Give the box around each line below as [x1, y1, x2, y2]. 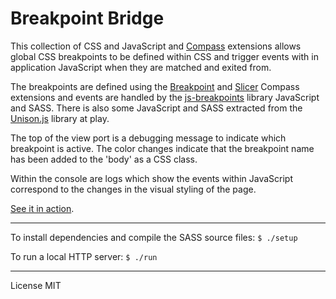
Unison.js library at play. [10, 112, 110, 124]
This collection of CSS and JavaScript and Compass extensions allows [10, 40, 302, 52]
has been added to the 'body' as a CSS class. [10, 153, 198, 165]
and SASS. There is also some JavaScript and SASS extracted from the [10, 102, 303, 114]
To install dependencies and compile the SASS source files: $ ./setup [10, 231, 298, 243]
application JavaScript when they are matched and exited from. [10, 61, 272, 73]
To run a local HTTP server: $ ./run [10, 250, 158, 262]
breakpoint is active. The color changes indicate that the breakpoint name [10, 142, 315, 154]
